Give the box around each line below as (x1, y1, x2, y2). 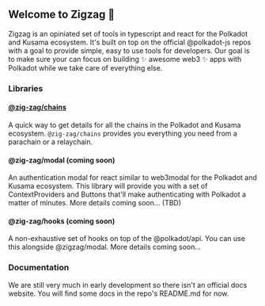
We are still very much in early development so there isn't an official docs (8, 280, 248, 289)
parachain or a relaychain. (8, 136, 93, 147)
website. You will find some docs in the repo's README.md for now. (8, 289, 229, 298)
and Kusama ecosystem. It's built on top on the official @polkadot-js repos (8, 37, 252, 47)
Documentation (8, 262, 70, 273)
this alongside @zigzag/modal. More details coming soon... (8, 243, 202, 252)
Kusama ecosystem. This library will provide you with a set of (8, 182, 208, 191)
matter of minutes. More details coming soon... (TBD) (8, 198, 182, 208)
